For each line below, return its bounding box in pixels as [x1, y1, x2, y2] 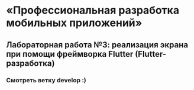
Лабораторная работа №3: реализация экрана [6, 40, 188, 50]
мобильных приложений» [6, 16, 143, 30]
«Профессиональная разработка [6, 4, 179, 17]
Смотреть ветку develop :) [6, 76, 87, 84]
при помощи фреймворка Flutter [6, 49, 134, 59]
